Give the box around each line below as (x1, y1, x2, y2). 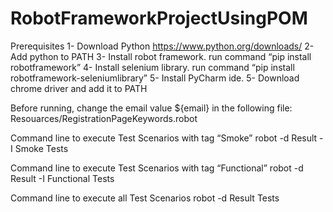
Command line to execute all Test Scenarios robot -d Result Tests (10, 192, 280, 204)
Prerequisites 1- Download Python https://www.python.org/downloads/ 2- (10, 40, 315, 52)
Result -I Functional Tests (10, 172, 115, 184)
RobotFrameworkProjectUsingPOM (10, 7, 308, 30)
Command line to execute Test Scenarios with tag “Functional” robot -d (10, 162, 304, 174)
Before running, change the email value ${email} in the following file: (10, 102, 293, 114)
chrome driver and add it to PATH (10, 82, 148, 94)
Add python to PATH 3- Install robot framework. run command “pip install (10, 50, 312, 62)
